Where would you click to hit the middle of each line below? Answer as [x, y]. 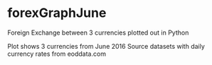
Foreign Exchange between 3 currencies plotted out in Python [98, 32]
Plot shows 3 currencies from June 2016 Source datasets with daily [106, 46]
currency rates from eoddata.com [57, 54]
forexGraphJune [57, 13]
